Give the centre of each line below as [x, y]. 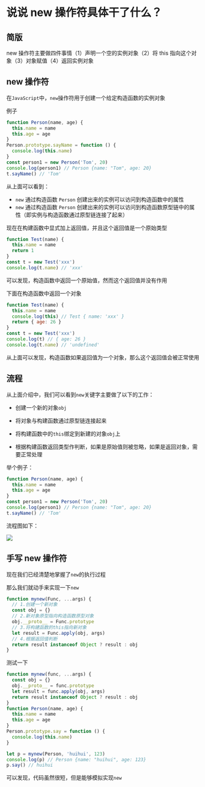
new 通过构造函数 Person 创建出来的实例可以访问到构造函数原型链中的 [102, 207]
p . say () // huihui [30, 765]
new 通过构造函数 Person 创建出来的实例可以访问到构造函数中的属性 [100, 199]
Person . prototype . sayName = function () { [61, 145]
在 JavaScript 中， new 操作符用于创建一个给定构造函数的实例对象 [86, 98]
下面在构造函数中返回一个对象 [44, 293]
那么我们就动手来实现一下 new [43, 587]
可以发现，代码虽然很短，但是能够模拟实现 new [64, 778]
